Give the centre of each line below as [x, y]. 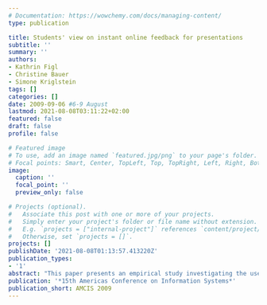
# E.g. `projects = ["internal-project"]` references [103, 229]
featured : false [35, 119]
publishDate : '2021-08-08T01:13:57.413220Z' [83, 252]
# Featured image [37, 148]
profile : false [33, 134]
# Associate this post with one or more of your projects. [112, 214]
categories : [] [33, 96]
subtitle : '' [30, 45]
